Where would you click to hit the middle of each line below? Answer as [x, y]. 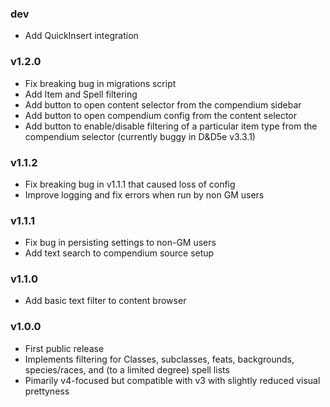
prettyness [47, 391]
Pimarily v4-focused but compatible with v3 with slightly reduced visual [172, 380]
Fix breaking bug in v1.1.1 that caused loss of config [130, 184]
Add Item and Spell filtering [81, 94]
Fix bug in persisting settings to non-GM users [120, 243]
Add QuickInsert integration [81, 36]
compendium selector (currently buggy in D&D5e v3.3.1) [140, 136]
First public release [64, 348]
